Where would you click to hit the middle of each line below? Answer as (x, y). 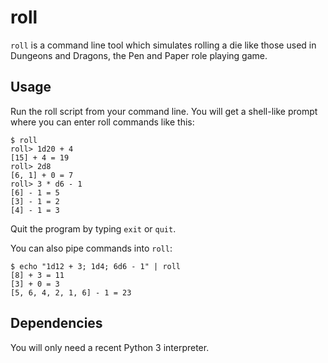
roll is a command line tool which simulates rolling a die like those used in (163, 45)
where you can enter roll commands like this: (102, 122)
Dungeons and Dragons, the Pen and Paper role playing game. (139, 55)
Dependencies (56, 323)
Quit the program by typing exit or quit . (93, 228)
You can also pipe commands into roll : (91, 248)
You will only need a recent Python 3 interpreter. (110, 347)
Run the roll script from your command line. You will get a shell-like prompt (164, 111)
